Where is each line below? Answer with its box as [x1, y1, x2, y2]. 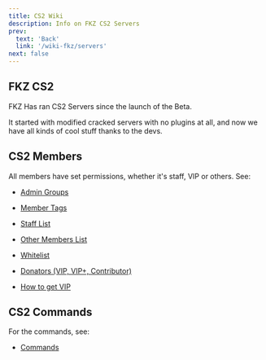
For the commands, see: [8, 327, 90, 336]
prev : [8, 27, 27, 35]
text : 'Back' [15, 34, 60, 43]
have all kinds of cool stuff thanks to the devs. [8, 125, 163, 135]
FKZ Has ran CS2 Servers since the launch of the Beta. [8, 101, 193, 111]
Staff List [20, 218, 51, 228]
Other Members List [20, 234, 88, 244]
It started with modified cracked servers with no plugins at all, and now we [8, 117, 258, 127]
